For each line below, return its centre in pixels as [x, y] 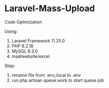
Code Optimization [23, 22]
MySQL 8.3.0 [25, 51]
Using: [11, 31]
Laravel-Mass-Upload [50, 9]
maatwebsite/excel [30, 56]
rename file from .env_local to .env [46, 75]
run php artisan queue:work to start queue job [58, 80]
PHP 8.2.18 [22, 46]
